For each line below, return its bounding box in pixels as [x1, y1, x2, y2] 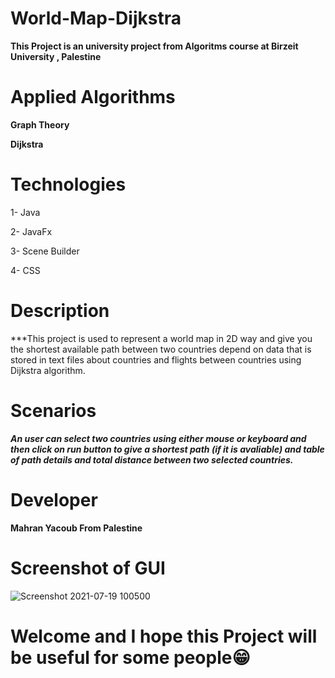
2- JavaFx [10, 225, 53, 237]
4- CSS [10, 264, 41, 276]
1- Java [10, 206, 41, 218]
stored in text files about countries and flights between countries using [10, 353, 302, 366]
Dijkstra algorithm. [10, 364, 86, 376]
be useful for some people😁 [10, 646, 251, 669]
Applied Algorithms [10, 86, 176, 109]
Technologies [10, 173, 127, 196]
